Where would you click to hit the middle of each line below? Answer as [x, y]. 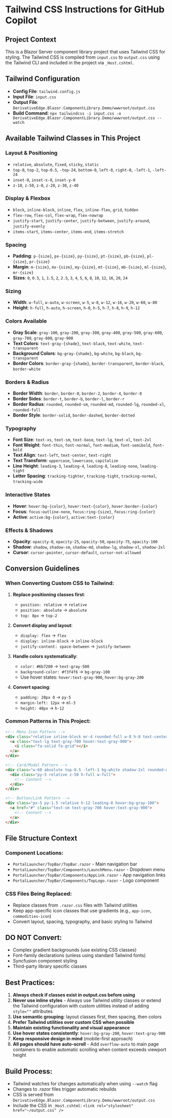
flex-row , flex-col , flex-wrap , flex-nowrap [58, 215]
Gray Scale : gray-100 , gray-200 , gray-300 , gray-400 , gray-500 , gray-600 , [88, 332]
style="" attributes [33, 1011]
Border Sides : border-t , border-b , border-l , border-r [69, 398]
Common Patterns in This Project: [48, 721]
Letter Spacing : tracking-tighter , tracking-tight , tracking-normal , [85, 476]
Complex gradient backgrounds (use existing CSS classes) [74, 950]
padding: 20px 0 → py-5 [46, 697]
